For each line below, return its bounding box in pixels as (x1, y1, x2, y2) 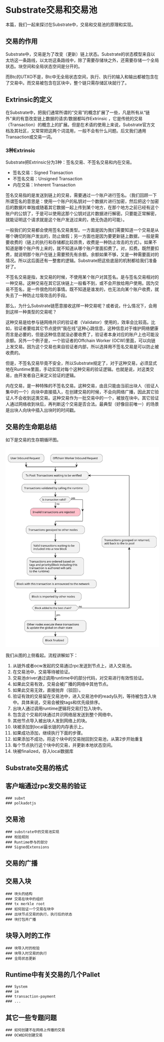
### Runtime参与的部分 (5, 840, 48, 845)
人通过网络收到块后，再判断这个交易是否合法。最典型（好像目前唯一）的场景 (5, 401, 159, 407)
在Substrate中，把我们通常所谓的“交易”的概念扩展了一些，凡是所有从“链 (5, 109, 150, 115)
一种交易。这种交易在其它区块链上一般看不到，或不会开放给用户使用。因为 (5, 280, 155, 286)
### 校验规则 (5, 834, 29, 839)
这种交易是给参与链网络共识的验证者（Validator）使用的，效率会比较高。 (5, 319, 151, 325)
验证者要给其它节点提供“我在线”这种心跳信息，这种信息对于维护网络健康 (14, 325, 159, 331)
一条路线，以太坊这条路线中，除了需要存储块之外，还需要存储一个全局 (18, 57, 159, 63)
